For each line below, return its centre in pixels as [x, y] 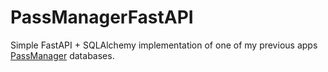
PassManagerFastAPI [102, 17]
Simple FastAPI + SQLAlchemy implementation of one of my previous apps [164, 45]
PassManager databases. [62, 55]
